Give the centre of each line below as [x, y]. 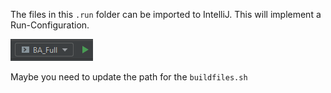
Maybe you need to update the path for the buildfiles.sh [129, 77]
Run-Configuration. [50, 25]
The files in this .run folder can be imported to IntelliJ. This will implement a [166, 14]
